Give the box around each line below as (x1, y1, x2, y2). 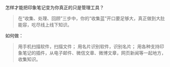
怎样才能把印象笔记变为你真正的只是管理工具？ (5, 5, 104, 10)
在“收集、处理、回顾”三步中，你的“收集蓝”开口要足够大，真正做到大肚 (17, 15, 165, 21)
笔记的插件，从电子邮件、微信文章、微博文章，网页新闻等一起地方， (22, 50, 166, 56)
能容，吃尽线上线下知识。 (17, 22, 72, 28)
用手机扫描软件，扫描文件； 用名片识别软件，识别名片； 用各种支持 (17, 43, 160, 50)
